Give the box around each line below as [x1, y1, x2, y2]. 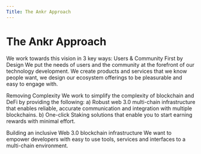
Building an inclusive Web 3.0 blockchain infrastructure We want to [6, 129, 172, 136]
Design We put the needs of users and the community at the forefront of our [6, 61, 195, 68]
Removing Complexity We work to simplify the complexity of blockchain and [6, 91, 194, 99]
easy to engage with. [6, 80, 58, 87]
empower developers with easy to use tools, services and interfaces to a [6, 135, 186, 143]
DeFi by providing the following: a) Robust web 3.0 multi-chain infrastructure [6, 98, 196, 105]
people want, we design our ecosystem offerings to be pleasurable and [6, 73, 182, 81]
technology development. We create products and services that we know [6, 67, 187, 75]
